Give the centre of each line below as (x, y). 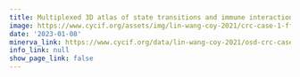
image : (21, 26)
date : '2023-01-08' (46, 34)
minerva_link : (36, 42)
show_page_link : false (51, 58)
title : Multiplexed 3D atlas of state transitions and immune (127, 17)
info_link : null (39, 50)
